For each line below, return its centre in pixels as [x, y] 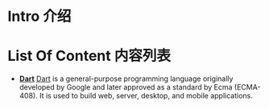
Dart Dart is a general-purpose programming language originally [126, 79]
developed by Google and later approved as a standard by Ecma [126, 87]
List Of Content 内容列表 [89, 56]
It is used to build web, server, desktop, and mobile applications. [146, 96]
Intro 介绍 [39, 16]
